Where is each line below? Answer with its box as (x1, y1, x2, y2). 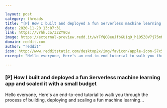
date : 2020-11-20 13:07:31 (5, 25, 61, 30)
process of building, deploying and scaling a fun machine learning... (5, 97, 144, 103)
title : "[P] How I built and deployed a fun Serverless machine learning (5, 21, 162, 26)
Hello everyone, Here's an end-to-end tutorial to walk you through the (5, 92, 148, 98)
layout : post (5, 11, 32, 16)
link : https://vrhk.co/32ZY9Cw (5, 30, 70, 35)
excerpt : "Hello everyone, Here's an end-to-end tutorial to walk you (5, 53, 155, 58)
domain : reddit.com (5, 39, 46, 45)
